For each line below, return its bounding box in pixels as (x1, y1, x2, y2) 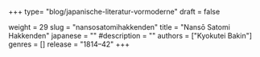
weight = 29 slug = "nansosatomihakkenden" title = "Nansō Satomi (8, 22, 231, 31)
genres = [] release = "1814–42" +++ (8, 39, 130, 49)
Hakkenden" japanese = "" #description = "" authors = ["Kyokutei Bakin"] (8, 31, 252, 40)
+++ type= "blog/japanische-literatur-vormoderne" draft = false (8, 7, 221, 16)
